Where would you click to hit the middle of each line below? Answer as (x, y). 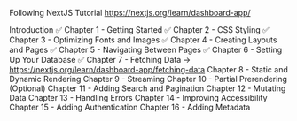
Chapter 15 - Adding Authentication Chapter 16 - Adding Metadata (130, 107)
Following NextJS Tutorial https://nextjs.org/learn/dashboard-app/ (130, 13)
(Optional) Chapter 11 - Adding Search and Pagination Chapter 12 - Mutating (148, 88)
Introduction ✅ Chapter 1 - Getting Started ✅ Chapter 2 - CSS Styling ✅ (139, 30)
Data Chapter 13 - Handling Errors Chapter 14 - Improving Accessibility (138, 98)
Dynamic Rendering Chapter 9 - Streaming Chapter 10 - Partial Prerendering (148, 79)
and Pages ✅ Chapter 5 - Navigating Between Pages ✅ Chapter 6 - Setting (146, 49)
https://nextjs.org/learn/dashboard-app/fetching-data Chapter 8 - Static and (148, 69)
